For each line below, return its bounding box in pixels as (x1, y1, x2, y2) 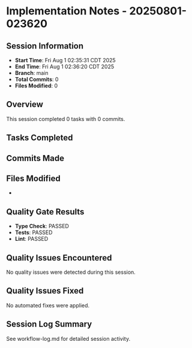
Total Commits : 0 (14, 76, 59, 83)
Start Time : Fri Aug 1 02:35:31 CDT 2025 (14, 57, 116, 63)
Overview (6, 99, 44, 110)
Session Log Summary (6, 319, 92, 329)
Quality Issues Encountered (6, 253, 112, 263)
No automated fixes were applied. (6, 301, 90, 309)
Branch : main (14, 69, 49, 76)
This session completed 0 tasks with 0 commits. (6, 115, 125, 122)
